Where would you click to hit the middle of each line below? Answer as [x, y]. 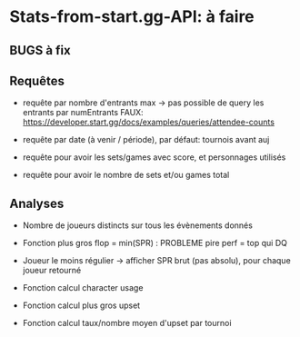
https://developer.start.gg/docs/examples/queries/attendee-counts [149, 122]
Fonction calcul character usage [83, 288]
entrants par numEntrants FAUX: [83, 113]
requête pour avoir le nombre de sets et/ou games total [126, 175]
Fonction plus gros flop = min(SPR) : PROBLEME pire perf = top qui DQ [155, 243]
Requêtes [37, 80]
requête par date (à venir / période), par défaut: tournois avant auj [146, 140]
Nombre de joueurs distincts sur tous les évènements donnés [137, 225]
